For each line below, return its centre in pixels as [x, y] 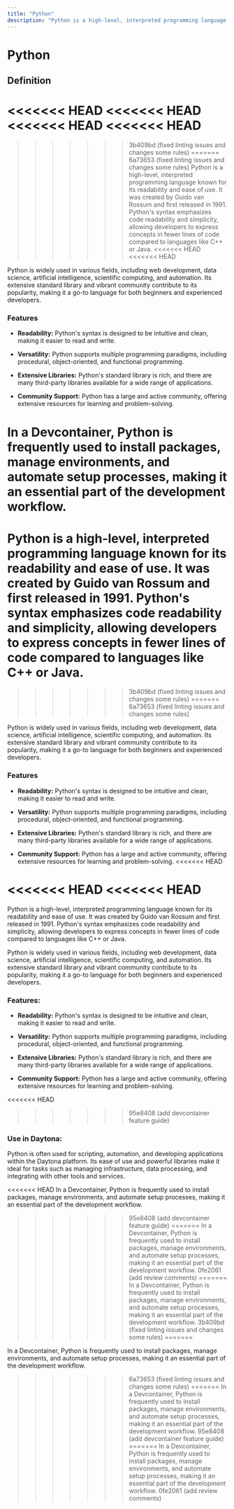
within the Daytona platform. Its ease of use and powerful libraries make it [114, 1161]
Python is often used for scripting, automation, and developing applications [115, 1154]
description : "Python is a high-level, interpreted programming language [117, 20]
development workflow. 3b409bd [177, 1322]
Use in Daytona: [35, 1139]
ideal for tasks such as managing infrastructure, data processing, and [107, 1169]
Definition [29, 81]
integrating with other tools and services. [66, 1176]
